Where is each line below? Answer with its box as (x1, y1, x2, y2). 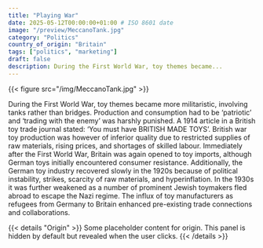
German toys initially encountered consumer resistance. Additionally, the (8, 158, 243, 167)
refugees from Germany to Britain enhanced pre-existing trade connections (8, 199, 253, 209)
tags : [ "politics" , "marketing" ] (8, 48, 118, 56)
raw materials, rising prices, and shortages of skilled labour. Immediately (8, 140, 243, 150)
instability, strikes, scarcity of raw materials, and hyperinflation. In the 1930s (8, 174, 254, 184)
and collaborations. (8, 207, 71, 217)
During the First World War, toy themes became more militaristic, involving (8, 99, 249, 108)
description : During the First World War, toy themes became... (8, 63, 223, 71)
